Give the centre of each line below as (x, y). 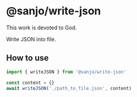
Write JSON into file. (31, 39)
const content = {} (30, 83)
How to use (27, 58)
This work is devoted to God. (42, 28)
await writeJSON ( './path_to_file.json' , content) (69, 88)
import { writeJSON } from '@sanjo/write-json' (66, 72)
